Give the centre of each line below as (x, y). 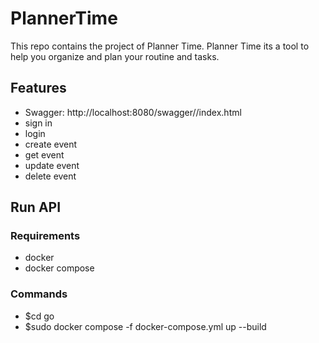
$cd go (39, 316)
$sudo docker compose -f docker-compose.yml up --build (145, 326)
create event (51, 144)
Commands (39, 294)
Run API (36, 207)
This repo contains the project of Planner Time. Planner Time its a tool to (160, 46)
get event (44, 154)
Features (38, 88)
